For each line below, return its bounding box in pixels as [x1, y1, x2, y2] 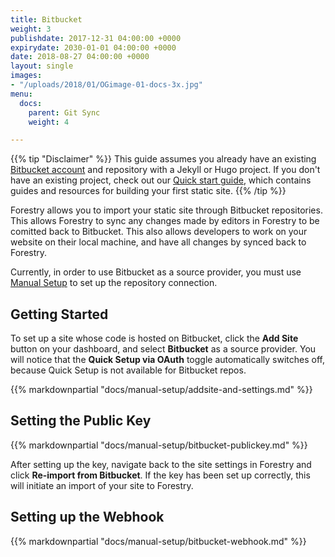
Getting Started [10, 306, 109, 323]
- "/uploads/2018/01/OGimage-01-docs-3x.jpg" [10, 80, 203, 90]
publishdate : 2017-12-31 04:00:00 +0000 [10, 33, 182, 43]
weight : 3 [10, 24, 52, 34]
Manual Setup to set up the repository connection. [10, 277, 218, 289]
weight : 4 [28, 117, 70, 127]
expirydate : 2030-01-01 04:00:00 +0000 [10, 42, 177, 53]
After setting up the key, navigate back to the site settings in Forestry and [10, 458, 312, 470]
